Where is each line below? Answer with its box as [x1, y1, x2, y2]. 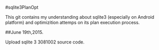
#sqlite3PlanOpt [5, 5, 39, 10]
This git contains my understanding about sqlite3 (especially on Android [5, 14, 154, 20]
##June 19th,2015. [5, 29, 44, 35]
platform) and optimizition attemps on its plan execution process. [5, 20, 140, 25]
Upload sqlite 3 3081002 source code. [5, 39, 85, 45]
